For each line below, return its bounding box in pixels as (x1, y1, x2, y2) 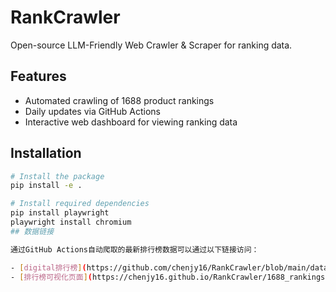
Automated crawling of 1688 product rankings (24, 94, 215, 106)
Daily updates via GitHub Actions (24, 105, 161, 117)
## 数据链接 (10, 226, 55, 236)
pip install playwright (10, 208, 110, 218)
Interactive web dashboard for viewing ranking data (24, 116, 238, 128)
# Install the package (10, 171, 105, 181)
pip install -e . (10, 181, 83, 191)
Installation (10, 145, 82, 162)
